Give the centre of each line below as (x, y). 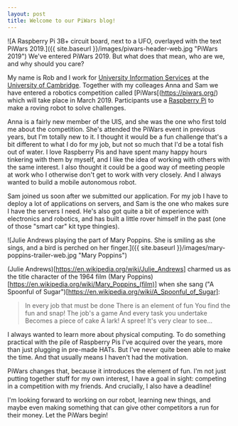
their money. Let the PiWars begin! (58, 415)
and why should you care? (46, 63)
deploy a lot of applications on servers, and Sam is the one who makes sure (118, 203)
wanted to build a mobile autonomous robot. (72, 182)
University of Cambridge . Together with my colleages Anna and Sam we (113, 85)
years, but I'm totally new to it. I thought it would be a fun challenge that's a (118, 137)
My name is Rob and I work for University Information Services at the (108, 77)
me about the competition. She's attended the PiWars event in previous (111, 129)
